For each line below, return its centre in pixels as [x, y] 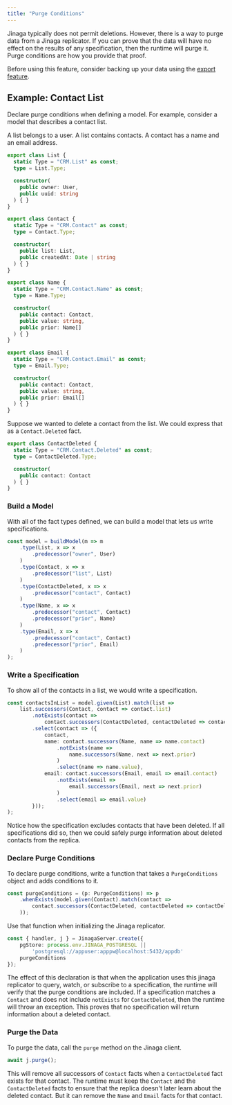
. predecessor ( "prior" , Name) [74, 619]
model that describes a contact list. [57, 122]
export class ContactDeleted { [52, 444]
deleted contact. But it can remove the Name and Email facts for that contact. [115, 1095]
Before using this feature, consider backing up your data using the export [112, 69]
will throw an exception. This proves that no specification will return [103, 1007]
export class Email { [38, 353]
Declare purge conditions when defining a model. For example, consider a [112, 114]
